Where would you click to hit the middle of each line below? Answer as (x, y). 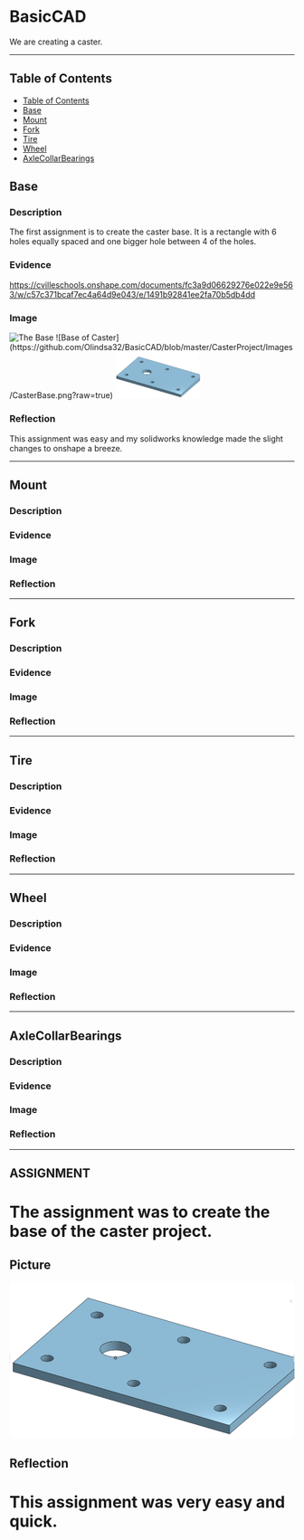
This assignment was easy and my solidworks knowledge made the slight (146, 438)
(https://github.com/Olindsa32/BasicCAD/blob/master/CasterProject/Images (151, 347)
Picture (30, 1264)
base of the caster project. (111, 1231)
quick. (33, 1521)
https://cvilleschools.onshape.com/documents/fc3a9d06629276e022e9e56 (152, 285)
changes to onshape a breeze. (66, 448)
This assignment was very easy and (147, 1502)
